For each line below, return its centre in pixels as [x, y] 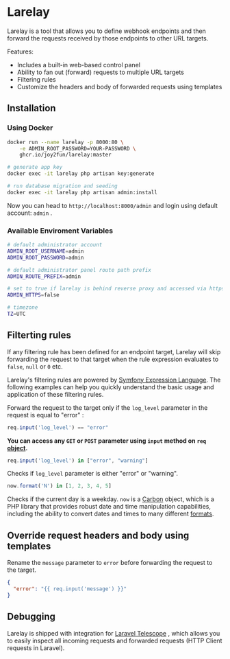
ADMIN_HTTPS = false [33, 295]
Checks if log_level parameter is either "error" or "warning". [92, 474]
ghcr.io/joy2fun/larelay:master [65, 155]
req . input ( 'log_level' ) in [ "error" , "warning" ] [78, 461]
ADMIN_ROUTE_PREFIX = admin [44, 276]
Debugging [31, 617]
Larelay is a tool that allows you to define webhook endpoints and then [107, 31]
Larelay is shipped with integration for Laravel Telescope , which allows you [114, 633]
